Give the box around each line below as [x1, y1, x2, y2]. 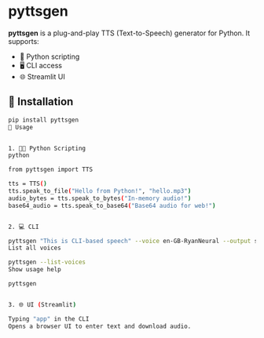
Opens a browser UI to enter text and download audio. [8, 322, 192, 330]
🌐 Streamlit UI [19, 71, 65, 81]
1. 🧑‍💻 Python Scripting [8, 144, 86, 152]
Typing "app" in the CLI [8, 314, 90, 323]
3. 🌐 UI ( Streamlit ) [8, 300, 77, 308]
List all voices [8, 244, 61, 253]
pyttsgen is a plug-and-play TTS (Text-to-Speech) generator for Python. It [8, 28, 251, 38]
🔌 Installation [8, 95, 74, 108]
